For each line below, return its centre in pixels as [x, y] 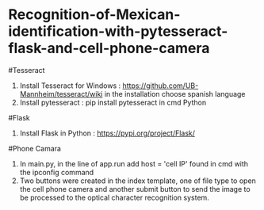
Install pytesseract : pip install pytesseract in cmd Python [113, 102]
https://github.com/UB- [161, 86]
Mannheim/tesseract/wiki [61, 94]
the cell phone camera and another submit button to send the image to [135, 189]
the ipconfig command [57, 172]
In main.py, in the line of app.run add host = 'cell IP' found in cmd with [134, 163]
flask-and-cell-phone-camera [109, 48]
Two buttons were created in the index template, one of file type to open [138, 181]
